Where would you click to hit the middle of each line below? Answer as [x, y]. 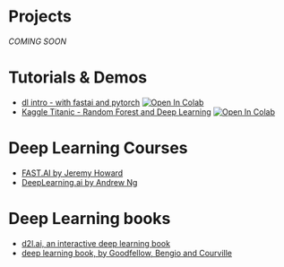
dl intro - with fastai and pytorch [81, 102]
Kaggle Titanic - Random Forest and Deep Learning [116, 112]
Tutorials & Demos [78, 78]
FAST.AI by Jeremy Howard [72, 173]
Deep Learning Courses [99, 148]
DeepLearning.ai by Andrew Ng [79, 182]
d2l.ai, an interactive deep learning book [96, 243]
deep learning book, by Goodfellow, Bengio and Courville [127, 253]
